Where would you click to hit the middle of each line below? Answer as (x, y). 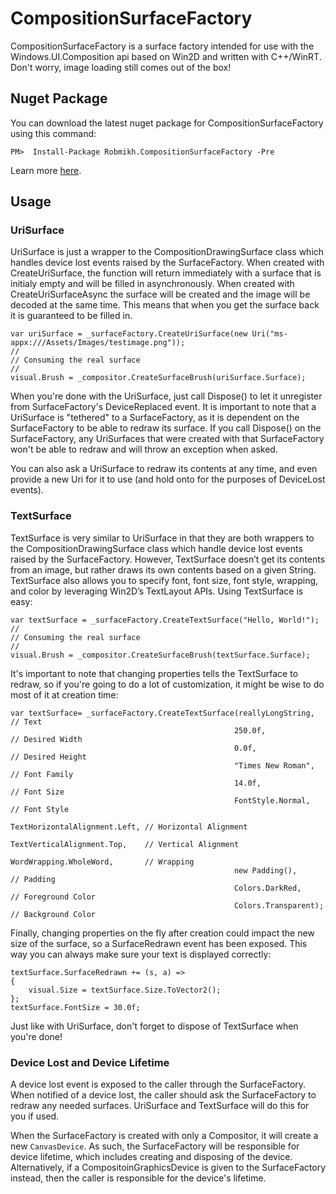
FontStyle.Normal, (272, 800)
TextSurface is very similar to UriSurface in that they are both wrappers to (162, 538)
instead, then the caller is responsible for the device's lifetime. (138, 1178)
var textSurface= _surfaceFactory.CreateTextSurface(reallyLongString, (162, 713)
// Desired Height (48, 757)
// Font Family (42, 774)
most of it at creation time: (64, 694)
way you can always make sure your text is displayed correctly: (141, 954)
